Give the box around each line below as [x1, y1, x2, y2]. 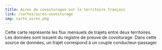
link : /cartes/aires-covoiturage [5, 12, 73, 17]
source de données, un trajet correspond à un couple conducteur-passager [5, 40, 157, 46]
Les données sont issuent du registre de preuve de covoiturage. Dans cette [5, 34, 157, 40]
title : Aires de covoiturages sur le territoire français [5, 7, 125, 12]
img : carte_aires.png [5, 16, 49, 21]
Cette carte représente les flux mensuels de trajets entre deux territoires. [5, 30, 152, 35]
